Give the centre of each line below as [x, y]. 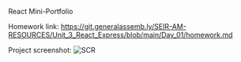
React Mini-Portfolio [41, 11]
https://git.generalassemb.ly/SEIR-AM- [124, 26]
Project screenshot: [40, 50]
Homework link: [34, 26]
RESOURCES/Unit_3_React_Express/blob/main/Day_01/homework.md [120, 35]
